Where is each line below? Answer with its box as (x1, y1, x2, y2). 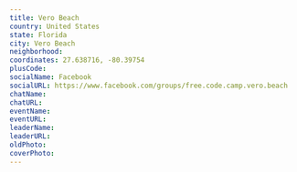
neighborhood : (9, 47, 64, 56)
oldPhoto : (9, 140, 48, 149)
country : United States (9, 22, 101, 31)
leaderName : (9, 124, 55, 133)
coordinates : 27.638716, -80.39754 (9, 56, 145, 65)
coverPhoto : (9, 148, 55, 157)
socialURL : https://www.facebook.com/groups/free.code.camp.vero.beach (9, 81, 288, 90)
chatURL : (9, 97, 43, 107)
